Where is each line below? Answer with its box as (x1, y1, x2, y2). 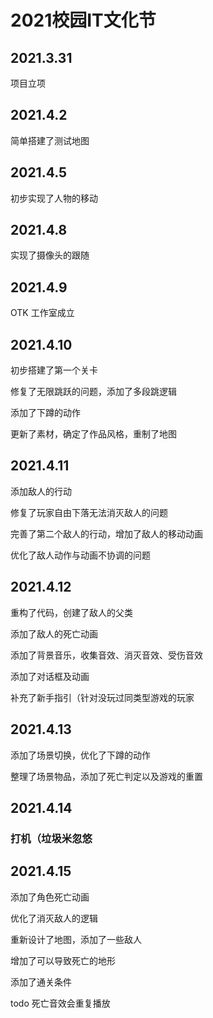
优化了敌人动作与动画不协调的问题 (10, 549, 151, 561)
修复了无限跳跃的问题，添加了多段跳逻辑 (10, 386, 177, 398)
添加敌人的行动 (10, 485, 72, 497)
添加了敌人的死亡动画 (10, 627, 98, 640)
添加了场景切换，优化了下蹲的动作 (10, 749, 151, 761)
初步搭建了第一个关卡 (10, 364, 98, 376)
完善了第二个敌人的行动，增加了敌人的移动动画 (10, 527, 203, 540)
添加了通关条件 (10, 976, 72, 988)
